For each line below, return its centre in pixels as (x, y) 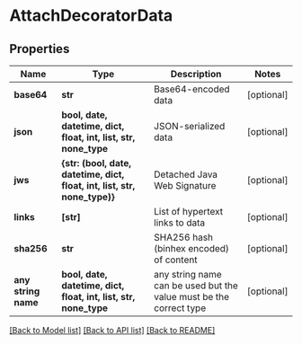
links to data (180, 223)
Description (196, 74)
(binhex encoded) (191, 248)
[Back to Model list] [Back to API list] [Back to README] (112, 330)
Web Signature (185, 185)
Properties (40, 49)
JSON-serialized (190, 126)
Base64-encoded (192, 89)
